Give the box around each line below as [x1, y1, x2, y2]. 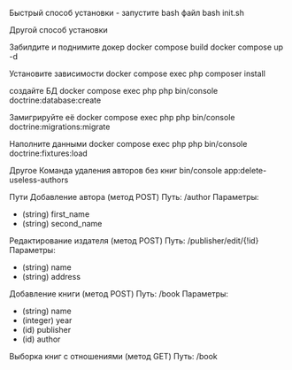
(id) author [21, 334, 61, 344]
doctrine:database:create [9, 95, 102, 105]
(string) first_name [21, 209, 90, 220]
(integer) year [21, 315, 73, 326]
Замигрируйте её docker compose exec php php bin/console [9, 112, 235, 122]
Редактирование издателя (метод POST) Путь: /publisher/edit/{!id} [9, 235, 259, 246]
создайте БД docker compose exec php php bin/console [9, 86, 219, 96]
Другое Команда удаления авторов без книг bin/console [9, 166, 223, 175]
